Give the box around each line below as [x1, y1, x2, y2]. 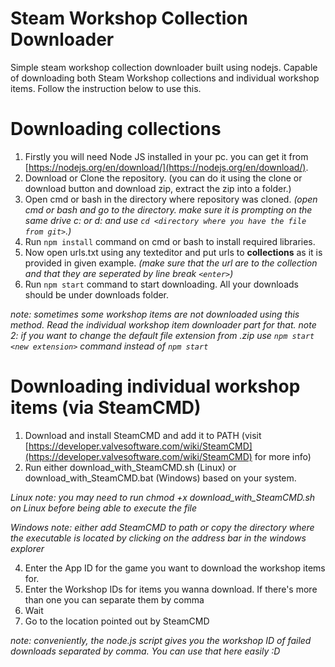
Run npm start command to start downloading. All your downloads [24, 278, 299, 290]
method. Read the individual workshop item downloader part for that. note [10, 318, 317, 331]
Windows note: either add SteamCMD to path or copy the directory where [10, 521, 315, 533]
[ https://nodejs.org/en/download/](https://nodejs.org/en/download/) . [24, 161, 309, 173]
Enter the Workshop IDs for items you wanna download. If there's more [24, 583, 318, 595]
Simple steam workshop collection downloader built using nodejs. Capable [10, 61, 318, 73]
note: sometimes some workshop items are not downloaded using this [10, 308, 300, 320]
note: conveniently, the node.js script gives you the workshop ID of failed [10, 634, 312, 646]
